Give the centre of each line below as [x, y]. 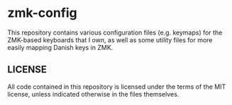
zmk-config [43, 13]
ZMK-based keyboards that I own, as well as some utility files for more [110, 39]
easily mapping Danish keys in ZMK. [60, 47]
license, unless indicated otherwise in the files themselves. [93, 94]
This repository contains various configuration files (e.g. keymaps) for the [115, 32]
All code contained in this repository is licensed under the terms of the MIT [117, 87]
